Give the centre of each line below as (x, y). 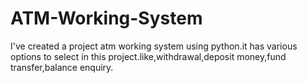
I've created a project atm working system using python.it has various (154, 46)
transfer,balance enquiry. (62, 67)
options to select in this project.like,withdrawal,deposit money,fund (148, 56)
